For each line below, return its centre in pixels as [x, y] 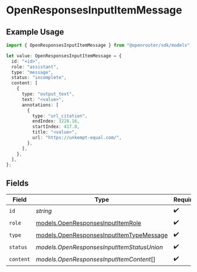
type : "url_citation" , [60, 116]
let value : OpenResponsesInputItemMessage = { [64, 56]
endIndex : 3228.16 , [56, 121]
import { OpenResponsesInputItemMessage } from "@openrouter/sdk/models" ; [99, 45]
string [44, 210]
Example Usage [35, 32]
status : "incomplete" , [39, 78]
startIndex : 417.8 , [56, 127]
